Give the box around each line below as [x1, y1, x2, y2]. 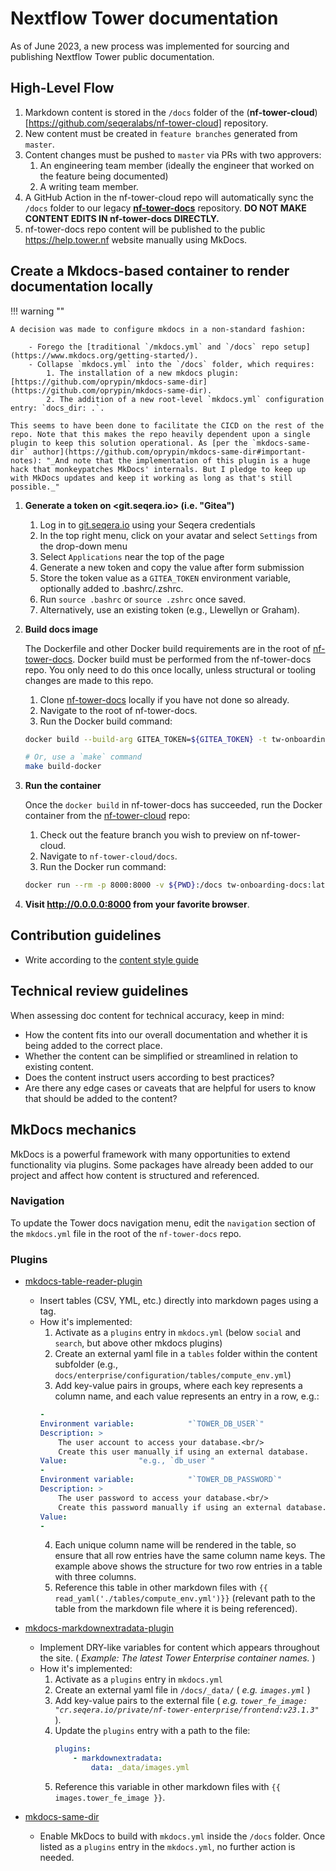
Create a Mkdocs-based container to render [10, 263, 290, 280]
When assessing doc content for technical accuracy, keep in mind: [10, 1009, 285, 1021]
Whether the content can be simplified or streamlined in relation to [24, 1050, 299, 1062]
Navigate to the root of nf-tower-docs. [39, 704, 198, 716]
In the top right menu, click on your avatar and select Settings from [39, 529, 318, 541]
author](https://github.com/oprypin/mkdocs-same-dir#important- [32, 447, 307, 457]
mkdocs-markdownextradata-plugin [24, 1622, 174, 1634]
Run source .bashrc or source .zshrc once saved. [39, 593, 247, 605]
